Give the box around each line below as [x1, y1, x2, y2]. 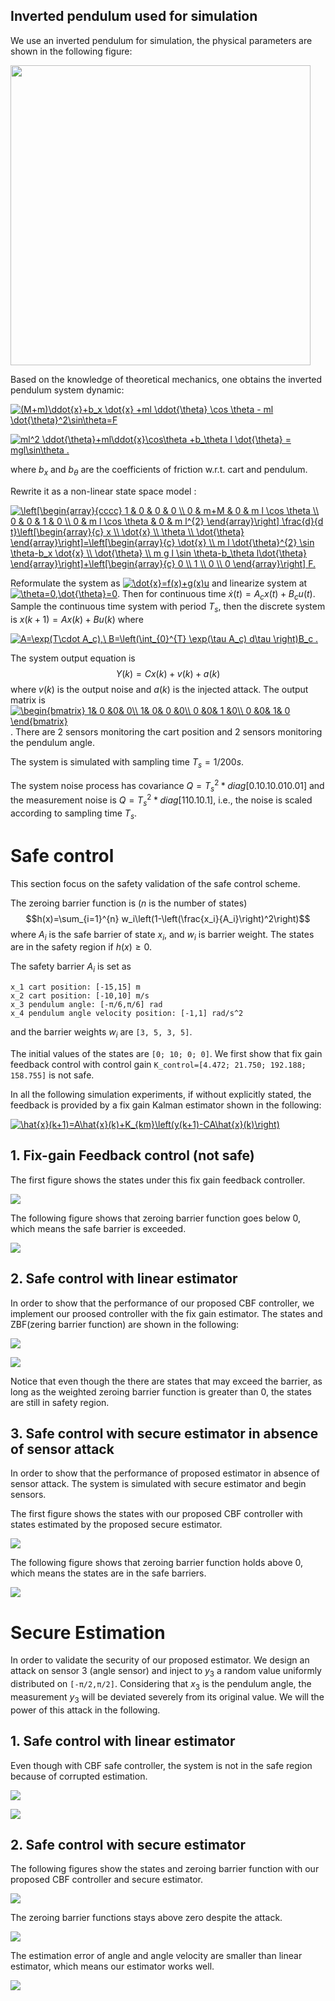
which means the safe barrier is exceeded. [10, 1222, 187, 1234]
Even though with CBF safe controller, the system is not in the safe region [10, 1759, 313, 1771]
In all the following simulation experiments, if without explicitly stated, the [10, 1089, 312, 1101]
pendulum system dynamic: [10, 384, 125, 396]
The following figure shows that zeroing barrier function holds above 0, [10, 1557, 304, 1569]
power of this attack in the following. [10, 1704, 161, 1716]
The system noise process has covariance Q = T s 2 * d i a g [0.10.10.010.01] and [10, 778, 325, 794]
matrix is [10, 694, 46, 706]
